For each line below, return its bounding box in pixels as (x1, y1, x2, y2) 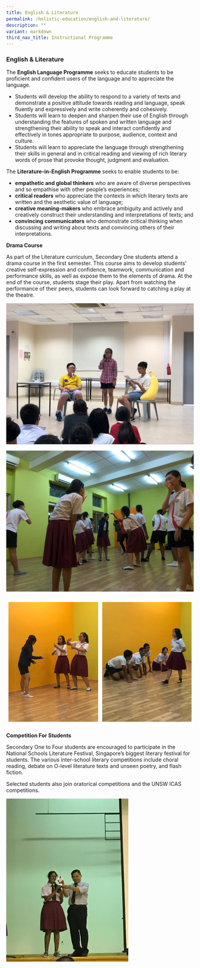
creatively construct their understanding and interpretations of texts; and (14, 211, 193, 218)
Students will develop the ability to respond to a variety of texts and (14, 93, 180, 100)
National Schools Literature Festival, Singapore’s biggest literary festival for (6, 750, 190, 757)
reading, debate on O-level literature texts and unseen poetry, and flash (6, 763, 182, 770)
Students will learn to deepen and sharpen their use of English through (14, 112, 189, 119)
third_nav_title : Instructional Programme (6, 35, 113, 41)
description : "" (6, 22, 46, 28)
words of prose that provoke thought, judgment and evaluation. (14, 156, 170, 164)
